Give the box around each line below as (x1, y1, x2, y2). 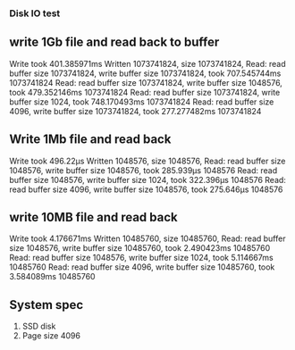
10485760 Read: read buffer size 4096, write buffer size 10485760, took (9, 262, 275, 272)
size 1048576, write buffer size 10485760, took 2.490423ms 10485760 (9, 243, 271, 254)
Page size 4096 (21, 330, 80, 341)
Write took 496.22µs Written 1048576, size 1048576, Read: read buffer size (9, 155, 286, 166)
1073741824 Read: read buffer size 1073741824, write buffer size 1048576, (9, 77, 283, 87)
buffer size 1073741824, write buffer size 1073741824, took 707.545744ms (9, 68, 282, 79)
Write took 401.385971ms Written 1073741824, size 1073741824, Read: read (9, 58, 286, 69)
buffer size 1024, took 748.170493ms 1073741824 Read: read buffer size (9, 96, 274, 107)
